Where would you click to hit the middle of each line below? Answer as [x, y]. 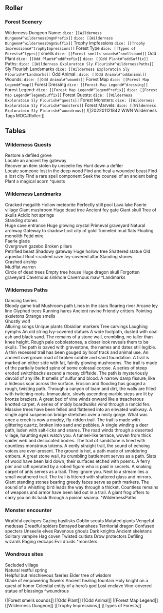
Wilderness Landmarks [33, 194]
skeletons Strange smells [30, 316]
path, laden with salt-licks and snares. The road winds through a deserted [79, 430]
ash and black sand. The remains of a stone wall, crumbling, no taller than [79, 337]
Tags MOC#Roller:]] [25, 115]
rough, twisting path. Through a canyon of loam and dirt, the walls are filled [81, 388]
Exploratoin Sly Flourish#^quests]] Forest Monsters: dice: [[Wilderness [80, 100]
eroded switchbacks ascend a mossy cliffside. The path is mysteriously [77, 373]
